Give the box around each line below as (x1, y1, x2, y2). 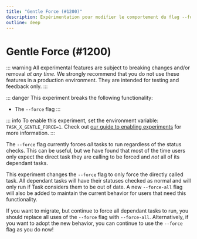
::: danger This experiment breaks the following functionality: (6, 95, 154, 102)
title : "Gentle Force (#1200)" (6, 8, 83, 15)
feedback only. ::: (6, 83, 48, 90)
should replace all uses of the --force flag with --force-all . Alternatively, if (6, 214, 189, 221)
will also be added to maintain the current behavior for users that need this (6, 190, 186, 197)
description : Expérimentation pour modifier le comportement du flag (6, 14, 180, 20)
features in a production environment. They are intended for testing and (6, 77, 179, 84)
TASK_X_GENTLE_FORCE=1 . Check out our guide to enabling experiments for (6, 123, 182, 130)
